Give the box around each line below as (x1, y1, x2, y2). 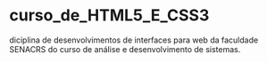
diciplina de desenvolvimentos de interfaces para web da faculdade (9, 35, 259, 45)
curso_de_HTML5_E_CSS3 (9, 5, 210, 26)
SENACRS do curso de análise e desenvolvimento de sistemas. (9, 43, 241, 54)
